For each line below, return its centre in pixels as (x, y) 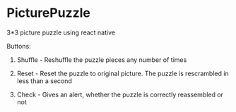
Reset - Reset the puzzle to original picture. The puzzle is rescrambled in (123, 73)
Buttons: (19, 46)
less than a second (44, 81)
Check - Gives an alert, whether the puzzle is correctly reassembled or (120, 94)
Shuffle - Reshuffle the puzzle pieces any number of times (102, 60)
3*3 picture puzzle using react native (61, 32)
